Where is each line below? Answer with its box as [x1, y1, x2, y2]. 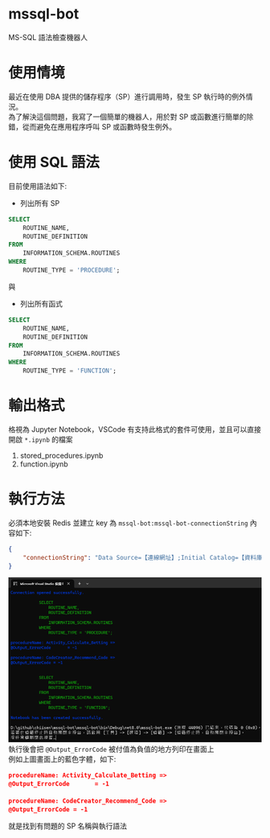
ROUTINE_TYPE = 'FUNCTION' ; [22, 367, 117, 375]
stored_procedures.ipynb [19, 451, 104, 460]
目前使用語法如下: [8, 181, 67, 191]
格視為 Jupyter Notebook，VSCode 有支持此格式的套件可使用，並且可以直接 [8, 425, 261, 434]
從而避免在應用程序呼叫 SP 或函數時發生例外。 [22, 121, 177, 131]
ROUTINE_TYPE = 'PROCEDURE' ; [22, 266, 121, 274]
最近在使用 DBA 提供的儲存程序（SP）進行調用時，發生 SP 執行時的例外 [8, 92, 247, 101]
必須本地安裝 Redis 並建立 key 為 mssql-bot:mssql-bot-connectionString [8, 518, 248, 528]
